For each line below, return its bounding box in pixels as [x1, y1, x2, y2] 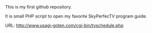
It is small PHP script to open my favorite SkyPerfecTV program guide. [5, 13, 148, 19]
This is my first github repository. [5, 4, 72, 10]
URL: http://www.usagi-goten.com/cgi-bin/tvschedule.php [5, 22, 124, 28]
